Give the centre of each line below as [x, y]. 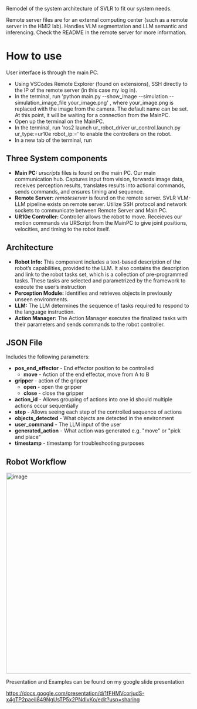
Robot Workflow [36, 462]
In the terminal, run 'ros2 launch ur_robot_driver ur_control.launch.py [97, 127]
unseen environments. [42, 299]
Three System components [57, 159]
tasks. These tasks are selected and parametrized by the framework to [100, 280]
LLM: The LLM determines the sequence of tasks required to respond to [102, 305]
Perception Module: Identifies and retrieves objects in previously [93, 293]
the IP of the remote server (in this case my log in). [76, 90]
